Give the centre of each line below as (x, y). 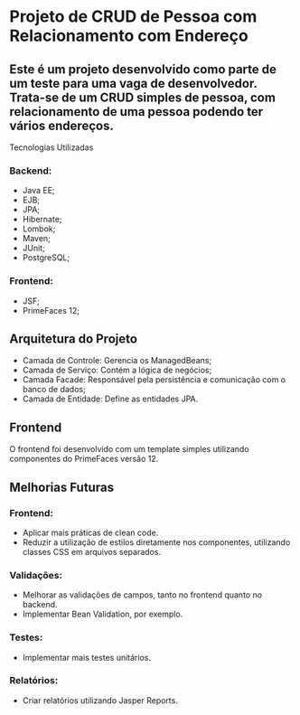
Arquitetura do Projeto (74, 339)
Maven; (37, 239)
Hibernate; (42, 220)
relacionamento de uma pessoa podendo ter (136, 112)
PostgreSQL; (46, 258)
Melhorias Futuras (62, 487)
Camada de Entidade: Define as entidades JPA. (110, 399)
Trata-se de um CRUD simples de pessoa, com (142, 97)
